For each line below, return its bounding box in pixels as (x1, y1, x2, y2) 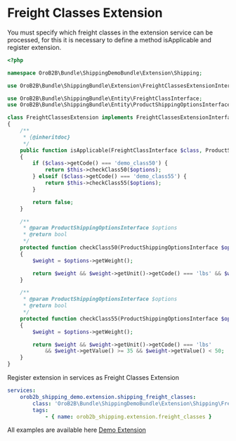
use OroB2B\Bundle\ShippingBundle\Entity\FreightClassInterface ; (7, 95, 202, 102)
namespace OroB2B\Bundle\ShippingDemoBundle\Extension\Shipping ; (7, 69, 202, 77)
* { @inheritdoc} (22, 134, 71, 141)
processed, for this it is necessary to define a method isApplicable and (7, 35, 212, 44)
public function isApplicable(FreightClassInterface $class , (20, 146, 202, 154)
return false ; (32, 198, 74, 205)
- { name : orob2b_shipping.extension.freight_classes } (44, 413, 212, 420)
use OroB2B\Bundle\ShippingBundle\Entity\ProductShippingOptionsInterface (7, 101, 231, 108)
